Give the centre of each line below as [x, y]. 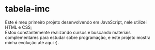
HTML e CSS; [19, 27]
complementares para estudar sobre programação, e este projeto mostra [78, 37]
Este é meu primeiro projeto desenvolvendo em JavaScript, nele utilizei [76, 22]
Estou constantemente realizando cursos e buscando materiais [68, 32]
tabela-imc [27, 9]
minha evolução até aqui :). [32, 42]
